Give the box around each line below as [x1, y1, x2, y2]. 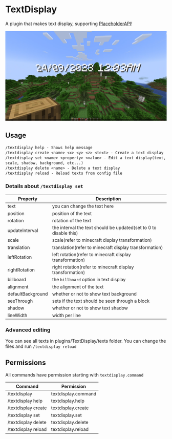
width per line [52, 312, 81, 318]
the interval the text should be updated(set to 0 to [52, 224, 157, 231]
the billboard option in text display [52, 277, 126, 283]
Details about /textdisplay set [5, 183, 83, 190]
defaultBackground [7, 290, 48, 297]
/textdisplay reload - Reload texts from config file [5, 171, 123, 176]
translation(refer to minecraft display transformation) [52, 244, 163, 250]
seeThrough [7, 298, 33, 304]
